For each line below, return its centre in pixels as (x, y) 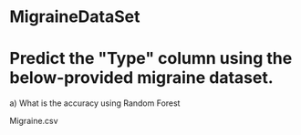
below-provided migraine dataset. (141, 78)
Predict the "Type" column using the (151, 59)
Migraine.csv (34, 121)
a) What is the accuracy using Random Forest (95, 103)
